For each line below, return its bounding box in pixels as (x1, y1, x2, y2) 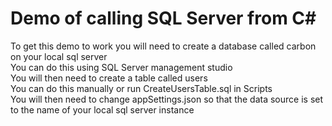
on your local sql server (10, 50, 108, 62)
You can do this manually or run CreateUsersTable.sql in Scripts (10, 82, 273, 94)
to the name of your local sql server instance (10, 103, 195, 116)
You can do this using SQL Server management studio (10, 61, 233, 73)
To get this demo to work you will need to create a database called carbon (10, 40, 317, 52)
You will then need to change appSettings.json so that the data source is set (10, 93, 324, 105)
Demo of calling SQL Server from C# (10, 7, 317, 30)
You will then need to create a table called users (10, 72, 208, 84)
